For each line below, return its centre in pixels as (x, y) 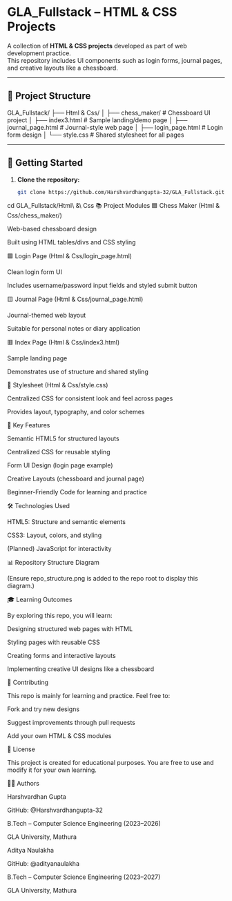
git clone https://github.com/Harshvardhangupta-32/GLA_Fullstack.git (121, 192)
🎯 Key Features (29, 425)
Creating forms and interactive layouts (61, 656)
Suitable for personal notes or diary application (74, 329)
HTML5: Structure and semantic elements (67, 522)
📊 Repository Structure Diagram (54, 563)
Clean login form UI (35, 272)
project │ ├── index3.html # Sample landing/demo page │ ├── (97, 120)
